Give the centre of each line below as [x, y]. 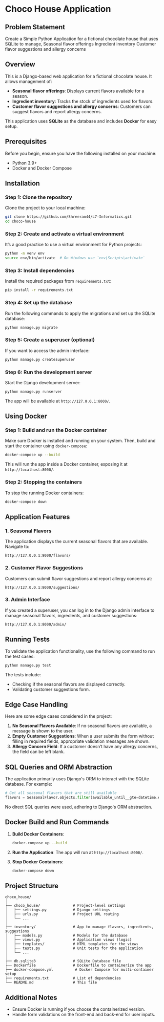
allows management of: [29, 81]
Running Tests [27, 639]
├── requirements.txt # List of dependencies [63, 978]
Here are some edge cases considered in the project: [59, 716]
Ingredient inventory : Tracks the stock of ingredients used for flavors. [83, 101]
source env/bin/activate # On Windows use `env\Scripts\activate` [75, 258]
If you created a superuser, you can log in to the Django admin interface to [80, 610]
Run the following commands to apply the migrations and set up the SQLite [80, 313]
